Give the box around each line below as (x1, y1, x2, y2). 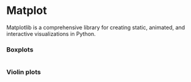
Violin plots (6, 68, 41, 77)
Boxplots (6, 45, 34, 53)
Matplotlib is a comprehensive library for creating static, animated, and (6, 24, 185, 31)
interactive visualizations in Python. (6, 30, 96, 37)
